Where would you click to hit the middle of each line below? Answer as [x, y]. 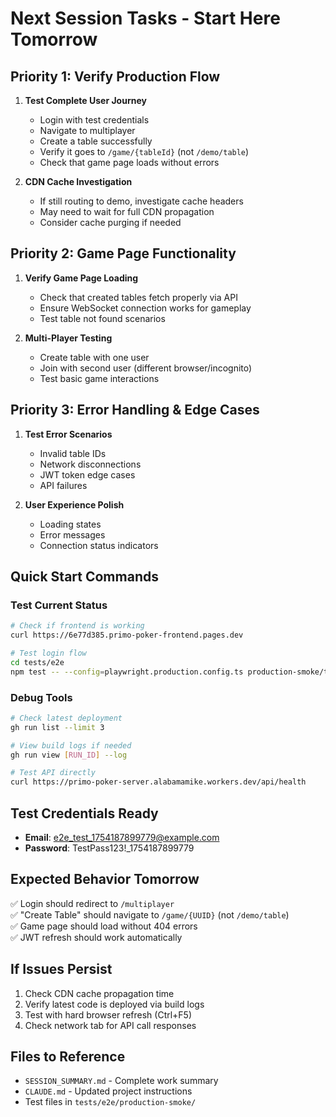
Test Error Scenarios [68, 434]
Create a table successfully [96, 141]
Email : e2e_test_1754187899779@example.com [122, 838]
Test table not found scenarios [102, 318]
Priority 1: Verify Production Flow [115, 76]
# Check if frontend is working [77, 626]
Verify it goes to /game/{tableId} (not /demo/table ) [144, 151]
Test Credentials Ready [84, 813]
